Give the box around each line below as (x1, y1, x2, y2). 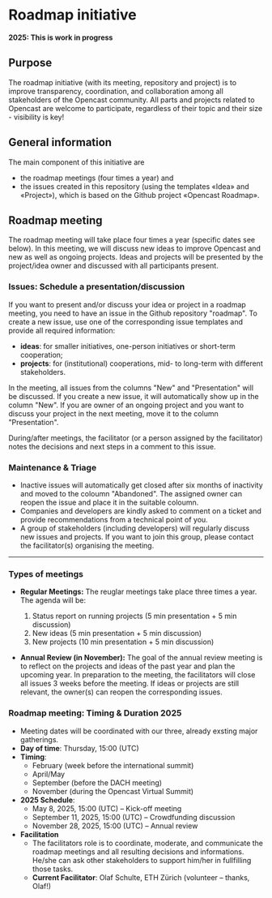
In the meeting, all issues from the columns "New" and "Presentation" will (8, 383, 253, 393)
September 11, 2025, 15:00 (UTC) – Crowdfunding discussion (32, 812, 236, 822)
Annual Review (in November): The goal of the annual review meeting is (19, 653, 263, 663)
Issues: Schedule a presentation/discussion (8, 281, 185, 293)
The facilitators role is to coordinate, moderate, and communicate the (32, 838, 264, 848)
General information (8, 135, 112, 149)
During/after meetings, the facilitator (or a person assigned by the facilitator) (8, 432, 263, 443)
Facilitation (19, 829, 59, 839)
